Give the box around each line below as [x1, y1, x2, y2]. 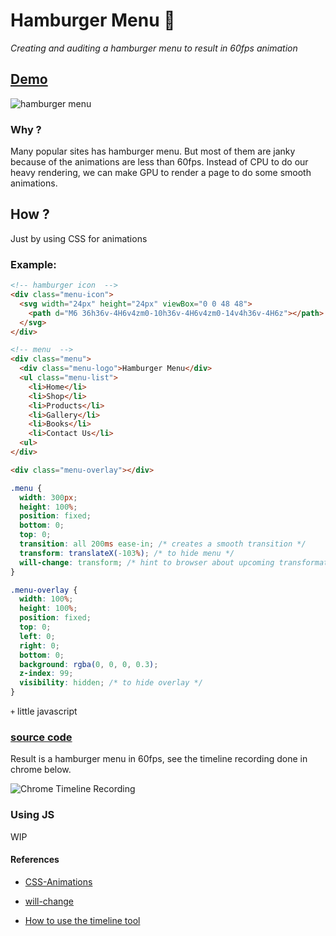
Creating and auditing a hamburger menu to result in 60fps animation [10, 42, 298, 54]
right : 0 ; [19, 640, 60, 651]
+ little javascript [10, 705, 78, 718]
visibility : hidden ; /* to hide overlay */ [19, 678, 203, 688]
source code [10, 730, 73, 744]
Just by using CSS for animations [10, 232, 148, 244]
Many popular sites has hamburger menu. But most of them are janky [10, 145, 296, 158]
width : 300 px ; [19, 492, 78, 503]
